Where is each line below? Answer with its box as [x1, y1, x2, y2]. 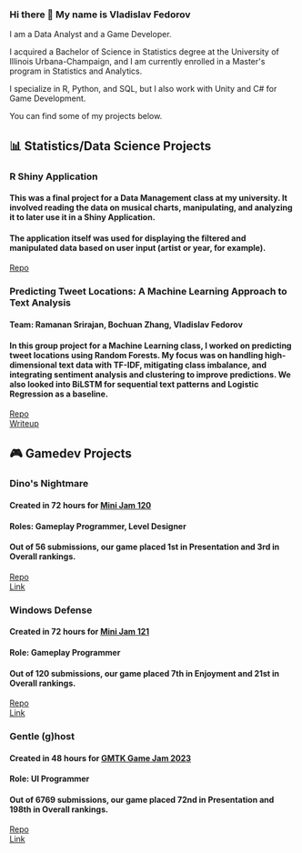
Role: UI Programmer [9, 773, 90, 785]
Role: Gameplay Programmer [9, 647, 121, 657]
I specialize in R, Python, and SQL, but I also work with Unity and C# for [9, 84, 277, 95]
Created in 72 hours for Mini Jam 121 [9, 627, 150, 637]
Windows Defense [9, 604, 93, 617]
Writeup [9, 418, 39, 429]
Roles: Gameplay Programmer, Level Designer [9, 520, 186, 531]
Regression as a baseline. [9, 388, 109, 399]
